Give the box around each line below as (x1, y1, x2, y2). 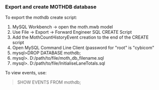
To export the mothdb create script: (5, 15, 77, 21)
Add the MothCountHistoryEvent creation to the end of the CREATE (12, 34, 149, 40)
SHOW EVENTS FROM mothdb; (17, 79, 81, 85)
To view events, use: (5, 70, 47, 76)
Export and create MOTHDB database (5, 3, 97, 10)
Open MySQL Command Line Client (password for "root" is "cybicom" (12, 45, 155, 51)
